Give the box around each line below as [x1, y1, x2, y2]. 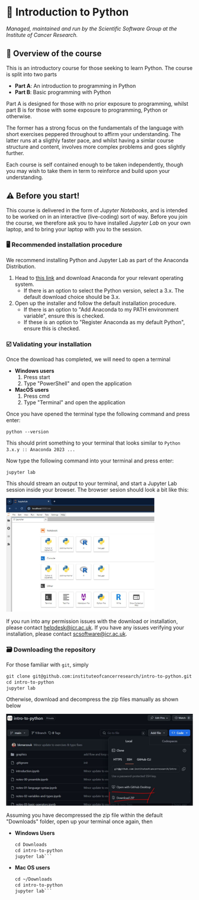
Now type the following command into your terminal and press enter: [6, 457, 174, 464]
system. [14, 281, 34, 288]
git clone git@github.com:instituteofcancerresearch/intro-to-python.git [6, 674, 192, 679]
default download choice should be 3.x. [23, 293, 120, 300]
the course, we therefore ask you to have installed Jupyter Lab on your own [6, 219, 191, 226]
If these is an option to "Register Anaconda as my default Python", [23, 318, 185, 326]
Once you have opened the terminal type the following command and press [6, 410, 190, 418]
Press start [23, 374, 50, 381]
